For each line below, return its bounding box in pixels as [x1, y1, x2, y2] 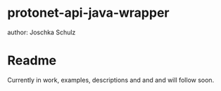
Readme [7, 52, 57, 69]
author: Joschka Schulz [7, 28, 76, 36]
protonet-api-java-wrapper [7, 5, 170, 21]
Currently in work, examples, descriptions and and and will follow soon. [7, 76, 215, 84]
